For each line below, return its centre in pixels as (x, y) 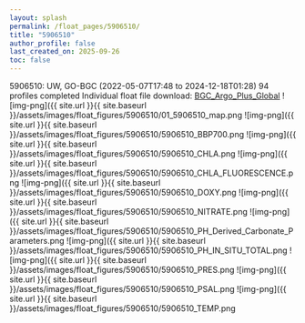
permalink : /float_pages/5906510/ (75, 26)
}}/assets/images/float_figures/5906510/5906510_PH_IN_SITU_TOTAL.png (149, 250)
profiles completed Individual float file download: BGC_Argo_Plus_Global (145, 96)
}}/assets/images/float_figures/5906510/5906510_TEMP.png (123, 308)
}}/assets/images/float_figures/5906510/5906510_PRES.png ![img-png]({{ (148, 270)
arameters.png (37, 241)
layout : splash (38, 18)
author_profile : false (52, 43)
